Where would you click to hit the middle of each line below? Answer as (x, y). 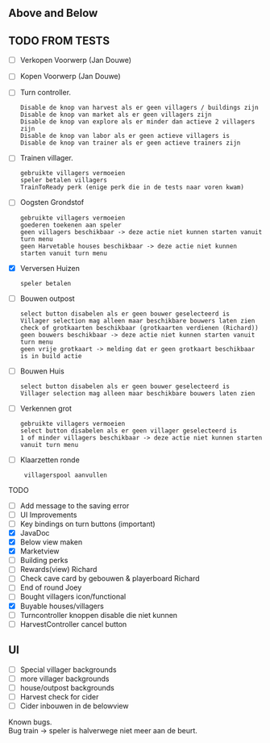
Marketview (39, 551)
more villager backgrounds (64, 678)
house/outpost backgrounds (67, 687)
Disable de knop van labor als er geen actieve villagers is (125, 136)
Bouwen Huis (42, 371)
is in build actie (51, 356)
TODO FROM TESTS (59, 41)
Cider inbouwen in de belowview (74, 706)
